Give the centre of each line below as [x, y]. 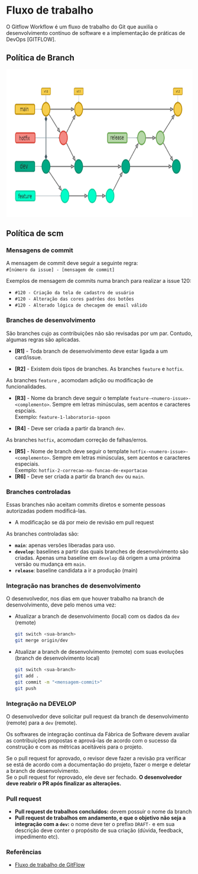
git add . [27, 676]
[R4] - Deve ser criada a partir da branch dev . [70, 428]
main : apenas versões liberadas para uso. [65, 546]
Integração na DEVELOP [41, 704]
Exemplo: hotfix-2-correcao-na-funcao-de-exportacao [81, 470]
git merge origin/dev [41, 641]
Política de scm [35, 233]
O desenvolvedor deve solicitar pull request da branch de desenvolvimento [98, 716]
